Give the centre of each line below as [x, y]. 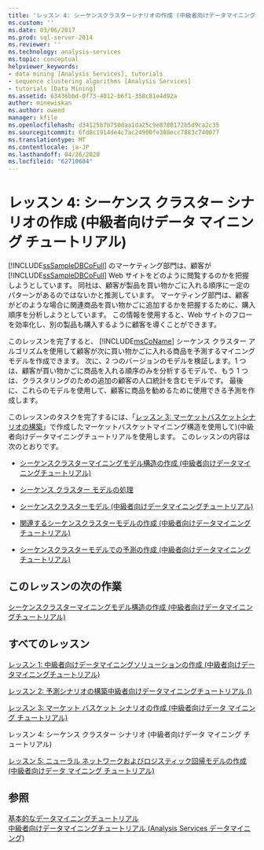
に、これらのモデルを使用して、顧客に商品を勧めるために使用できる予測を [128, 391]
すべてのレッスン [49, 644]
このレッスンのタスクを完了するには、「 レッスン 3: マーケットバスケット [125, 417]
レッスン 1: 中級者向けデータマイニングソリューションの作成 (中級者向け [125, 664]
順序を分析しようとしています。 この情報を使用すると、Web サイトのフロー [130, 315]
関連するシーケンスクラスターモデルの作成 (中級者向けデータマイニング [135, 523]
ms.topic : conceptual [44, 60]
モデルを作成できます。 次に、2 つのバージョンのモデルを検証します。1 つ [127, 361]
